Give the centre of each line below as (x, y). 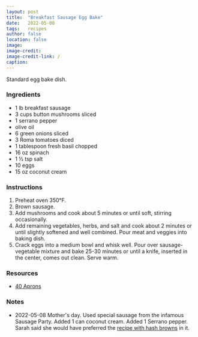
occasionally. (31, 219)
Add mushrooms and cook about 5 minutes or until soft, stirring (93, 213)
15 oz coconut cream (41, 171)
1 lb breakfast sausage (43, 108)
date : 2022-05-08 (31, 23)
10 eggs (25, 165)
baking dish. (30, 238)
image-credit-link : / (33, 56)
